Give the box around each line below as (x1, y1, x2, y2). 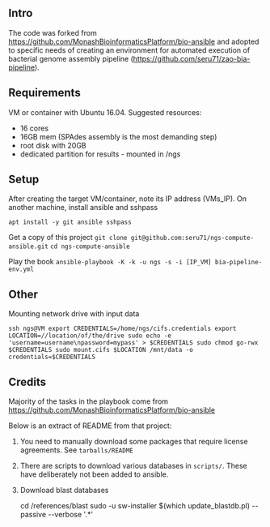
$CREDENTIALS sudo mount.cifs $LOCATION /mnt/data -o (8, 346, 194, 354)
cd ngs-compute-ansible (49, 242, 131, 251)
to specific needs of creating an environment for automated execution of (8, 45, 251, 55)
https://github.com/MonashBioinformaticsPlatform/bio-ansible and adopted (8, 36, 259, 46)
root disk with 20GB (19, 140, 86, 150)
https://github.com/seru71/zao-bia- (133, 54, 251, 63)
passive (19, 510, 47, 520)
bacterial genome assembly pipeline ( (8, 54, 133, 63)
